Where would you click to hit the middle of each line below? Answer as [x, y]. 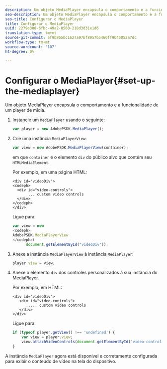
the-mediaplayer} [42, 91]
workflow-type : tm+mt [28, 42]
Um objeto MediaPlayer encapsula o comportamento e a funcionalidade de [82, 105]
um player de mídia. [25, 110]
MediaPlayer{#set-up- [108, 81]
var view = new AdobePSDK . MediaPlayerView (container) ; [70, 148]
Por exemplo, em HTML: [37, 288]
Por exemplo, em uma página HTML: [50, 172]
